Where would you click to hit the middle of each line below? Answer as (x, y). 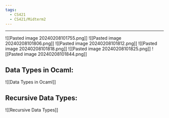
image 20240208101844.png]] (55, 54)
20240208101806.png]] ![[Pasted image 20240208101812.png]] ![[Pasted (81, 44)
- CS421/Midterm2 (28, 19)
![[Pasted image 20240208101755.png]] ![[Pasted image (63, 38)
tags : (11, 10)
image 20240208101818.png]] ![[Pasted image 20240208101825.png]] (78, 49)
